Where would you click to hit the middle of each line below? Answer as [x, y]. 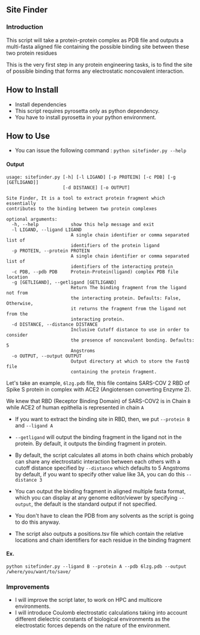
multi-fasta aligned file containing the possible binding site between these [98, 46]
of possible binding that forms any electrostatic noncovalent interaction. [95, 71]
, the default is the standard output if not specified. [94, 504]
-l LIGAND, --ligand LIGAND [47, 230]
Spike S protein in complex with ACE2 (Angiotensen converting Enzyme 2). [98, 389]
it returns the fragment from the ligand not [129, 308]
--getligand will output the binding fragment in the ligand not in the [98, 437]
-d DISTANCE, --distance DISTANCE [55, 324]
